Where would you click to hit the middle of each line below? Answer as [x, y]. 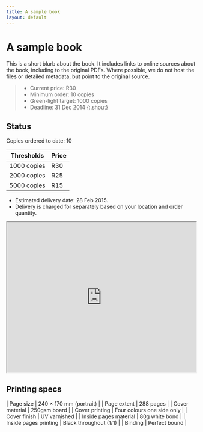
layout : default [26, 17]
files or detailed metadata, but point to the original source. [78, 76]
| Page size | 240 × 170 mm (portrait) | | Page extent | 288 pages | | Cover [97, 404]
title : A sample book [33, 12]
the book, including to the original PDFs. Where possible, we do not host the [100, 70]
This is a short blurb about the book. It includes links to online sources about [101, 64]
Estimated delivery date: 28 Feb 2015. [61, 200]
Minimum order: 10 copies [62, 94]
